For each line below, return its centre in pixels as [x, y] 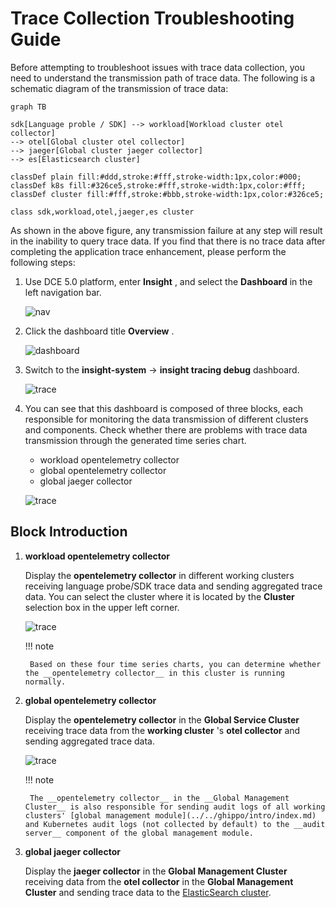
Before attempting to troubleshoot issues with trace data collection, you [157, 67]
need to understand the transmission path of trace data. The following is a [163, 78]
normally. [45, 682]
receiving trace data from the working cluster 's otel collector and [162, 730]
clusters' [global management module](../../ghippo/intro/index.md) [170, 815]
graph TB [28, 107]
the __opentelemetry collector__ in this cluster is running [155, 673]
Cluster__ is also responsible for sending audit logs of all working [175, 807]
